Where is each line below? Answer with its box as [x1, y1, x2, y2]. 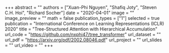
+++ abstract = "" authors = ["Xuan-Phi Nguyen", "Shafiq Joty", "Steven [5, 5, 157, 10]
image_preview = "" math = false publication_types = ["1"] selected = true [5, 15, 160, 21]
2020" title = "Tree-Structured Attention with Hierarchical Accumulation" [5, 26, 158, 32]
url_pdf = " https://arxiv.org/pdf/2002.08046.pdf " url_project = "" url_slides [5, 37, 162, 43]
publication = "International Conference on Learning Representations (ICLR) [5, 20, 164, 26]
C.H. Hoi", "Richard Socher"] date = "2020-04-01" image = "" [5, 10, 135, 16]
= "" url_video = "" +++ [5, 42, 53, 48]
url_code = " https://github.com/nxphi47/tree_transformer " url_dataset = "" [5, 32, 161, 37]
